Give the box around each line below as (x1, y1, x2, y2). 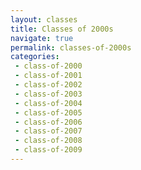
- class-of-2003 (14, 89, 83, 99)
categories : (10, 52, 60, 62)
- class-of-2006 (14, 117, 83, 127)
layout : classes (10, 14, 78, 25)
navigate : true (10, 33, 74, 43)
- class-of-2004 (14, 98, 83, 108)
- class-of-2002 (14, 80, 83, 90)
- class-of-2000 (14, 61, 83, 71)
